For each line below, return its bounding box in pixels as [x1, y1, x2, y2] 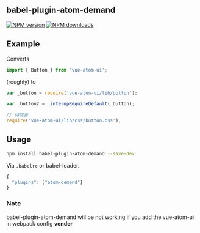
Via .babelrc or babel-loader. [6, 161, 80, 169]
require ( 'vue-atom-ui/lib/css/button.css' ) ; [6, 117, 121, 124]
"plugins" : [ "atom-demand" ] [12, 179, 84, 185]
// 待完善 [6, 112, 29, 118]
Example [6, 39, 40, 50]
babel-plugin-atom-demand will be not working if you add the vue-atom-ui [6, 213, 194, 221]
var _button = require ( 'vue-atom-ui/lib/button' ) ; [6, 90, 138, 96]
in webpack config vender [6, 220, 73, 227]
